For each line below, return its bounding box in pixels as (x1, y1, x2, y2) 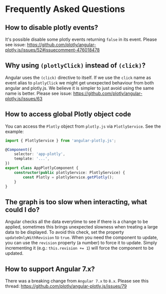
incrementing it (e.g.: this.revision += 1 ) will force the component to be (5, 245, 154, 251)
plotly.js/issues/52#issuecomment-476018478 (5, 47, 100, 53)
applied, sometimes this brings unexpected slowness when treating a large (5, 224, 158, 230)
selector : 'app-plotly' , (14, 151, 65, 157)
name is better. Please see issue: (5, 90, 72, 96)
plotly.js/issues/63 (5, 95, 43, 101)
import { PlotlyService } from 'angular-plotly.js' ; (5, 138, 116, 143)
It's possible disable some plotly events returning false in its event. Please (5, 36, 157, 42)
